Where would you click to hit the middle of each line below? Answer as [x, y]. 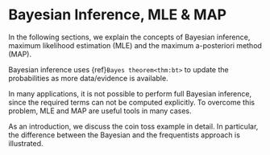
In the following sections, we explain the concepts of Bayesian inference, [129, 37]
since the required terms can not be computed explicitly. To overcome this [132, 102]
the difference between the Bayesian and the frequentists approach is [124, 135]
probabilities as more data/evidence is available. [88, 78]
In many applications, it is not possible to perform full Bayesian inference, [130, 93]
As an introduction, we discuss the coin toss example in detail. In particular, [133, 126]
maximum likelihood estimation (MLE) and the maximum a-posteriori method [135, 45]
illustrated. [26, 143]
